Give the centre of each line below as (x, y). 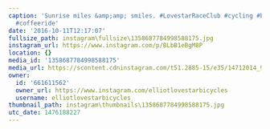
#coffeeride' (37, 23)
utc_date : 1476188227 (45, 113)
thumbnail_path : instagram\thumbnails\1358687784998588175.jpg (117, 105)
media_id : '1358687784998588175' (64, 61)
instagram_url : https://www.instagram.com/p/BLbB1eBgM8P (106, 46)
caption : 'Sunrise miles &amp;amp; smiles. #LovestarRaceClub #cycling (131, 16)
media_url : (27, 68)
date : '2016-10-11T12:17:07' (57, 30)
